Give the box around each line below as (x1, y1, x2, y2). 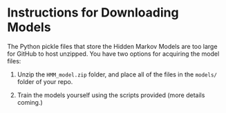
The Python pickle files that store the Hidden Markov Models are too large (7, 42, 218, 50)
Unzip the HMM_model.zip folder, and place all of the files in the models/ (17, 70, 218, 79)
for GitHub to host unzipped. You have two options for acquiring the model (7, 50, 220, 58)
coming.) (17, 98, 43, 106)
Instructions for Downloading (7, 5, 179, 21)
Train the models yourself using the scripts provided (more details (17, 91, 205, 99)
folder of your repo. (17, 77, 73, 85)
